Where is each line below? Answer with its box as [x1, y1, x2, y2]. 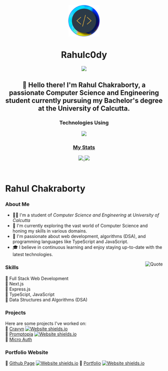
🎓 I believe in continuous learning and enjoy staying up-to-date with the [12, 244, 162, 250]
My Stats [72, 143, 95, 150]
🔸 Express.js [5, 286, 31, 292]
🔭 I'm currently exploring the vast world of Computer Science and [12, 222, 148, 229]
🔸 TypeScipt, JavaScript [5, 291, 55, 297]
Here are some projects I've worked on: [5, 320, 86, 326]
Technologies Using [59, 119, 109, 126]
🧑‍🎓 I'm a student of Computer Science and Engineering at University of [12, 212, 159, 218]
